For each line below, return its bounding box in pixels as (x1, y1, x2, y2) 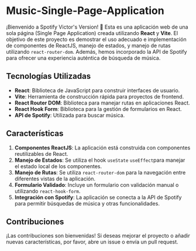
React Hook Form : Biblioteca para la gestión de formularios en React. (14, 105, 183, 112)
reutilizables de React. (14, 150, 68, 157)
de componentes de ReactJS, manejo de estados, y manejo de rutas (6, 42, 171, 49)
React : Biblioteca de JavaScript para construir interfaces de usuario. (14, 86, 180, 94)
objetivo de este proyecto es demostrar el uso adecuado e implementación (6, 36, 187, 43)
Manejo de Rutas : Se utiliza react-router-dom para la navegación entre (14, 169, 186, 176)
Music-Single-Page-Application (6, 4, 165, 18)
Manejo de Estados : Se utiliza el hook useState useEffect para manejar (14, 156, 185, 163)
